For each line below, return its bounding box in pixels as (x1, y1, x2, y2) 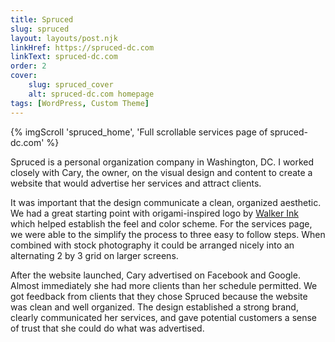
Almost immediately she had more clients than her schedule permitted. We (10, 279, 318, 291)
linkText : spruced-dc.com (10, 52, 118, 62)
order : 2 (10, 61, 47, 71)
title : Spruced (10, 14, 74, 25)
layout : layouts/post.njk (10, 33, 118, 43)
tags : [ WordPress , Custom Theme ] (10, 98, 150, 108)
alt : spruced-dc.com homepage (28, 89, 155, 99)
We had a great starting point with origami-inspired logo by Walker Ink (10, 207, 299, 219)
